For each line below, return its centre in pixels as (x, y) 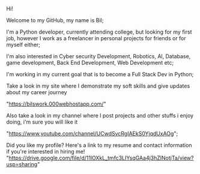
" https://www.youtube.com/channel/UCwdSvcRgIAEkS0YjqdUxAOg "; (92, 133)
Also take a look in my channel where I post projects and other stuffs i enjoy (100, 115)
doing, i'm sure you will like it (42, 122)
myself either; (23, 45)
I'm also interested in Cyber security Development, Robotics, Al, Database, (98, 56)
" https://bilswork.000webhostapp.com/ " (56, 104)
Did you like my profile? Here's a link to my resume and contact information (99, 145)
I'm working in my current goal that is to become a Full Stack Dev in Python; (100, 74)
